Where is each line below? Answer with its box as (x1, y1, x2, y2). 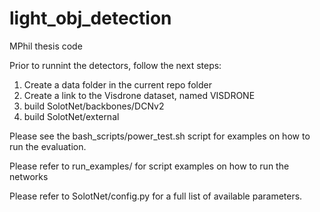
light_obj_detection (9, 7, 172, 30)
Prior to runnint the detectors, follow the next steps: (9, 59, 222, 71)
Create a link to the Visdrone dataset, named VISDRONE (23, 89, 256, 101)
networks (9, 170, 49, 182)
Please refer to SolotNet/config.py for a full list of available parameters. (9, 190, 303, 202)
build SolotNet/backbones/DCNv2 (23, 100, 165, 112)
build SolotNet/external (23, 110, 120, 122)
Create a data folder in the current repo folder (23, 78, 212, 91)
